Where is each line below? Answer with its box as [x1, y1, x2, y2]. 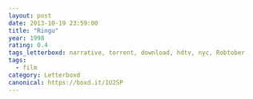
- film [15, 64, 38, 72]
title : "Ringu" [8, 26, 59, 34]
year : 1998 [8, 34, 45, 42]
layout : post [8, 11, 52, 20]
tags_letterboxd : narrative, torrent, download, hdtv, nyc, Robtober [8, 49, 246, 57]
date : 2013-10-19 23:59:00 [8, 19, 98, 27]
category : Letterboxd [8, 71, 81, 79]
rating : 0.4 [8, 42, 48, 49]
